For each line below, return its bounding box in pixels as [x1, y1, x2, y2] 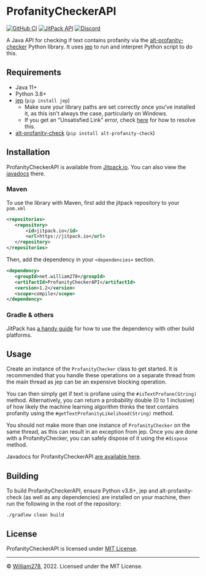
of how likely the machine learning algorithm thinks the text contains [6, 403, 179, 410]
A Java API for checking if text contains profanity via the [6, 36, 149, 44]
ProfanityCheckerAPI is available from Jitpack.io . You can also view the [6, 163, 186, 171]
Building [6, 470, 39, 481]
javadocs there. [6, 170, 46, 177]
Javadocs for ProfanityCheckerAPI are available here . [6, 453, 142, 461]
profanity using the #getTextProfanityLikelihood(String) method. [6, 410, 174, 417]
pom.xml [6, 205, 26, 212]
